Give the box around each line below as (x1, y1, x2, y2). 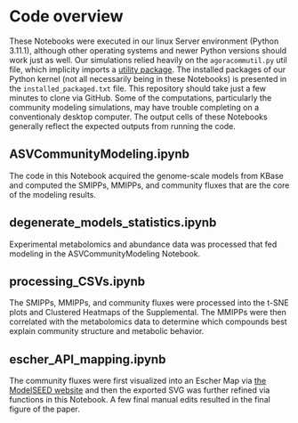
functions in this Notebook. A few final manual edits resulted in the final (9, 395, 271, 405)
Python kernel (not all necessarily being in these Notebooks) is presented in (9, 73, 287, 84)
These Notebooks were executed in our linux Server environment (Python (9, 36, 279, 46)
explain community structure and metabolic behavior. (9, 326, 205, 337)
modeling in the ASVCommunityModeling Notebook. (9, 248, 201, 259)
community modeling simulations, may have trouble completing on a (9, 102, 260, 112)
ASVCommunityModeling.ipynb (9, 147, 189, 162)
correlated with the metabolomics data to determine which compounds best (9, 316, 287, 327)
